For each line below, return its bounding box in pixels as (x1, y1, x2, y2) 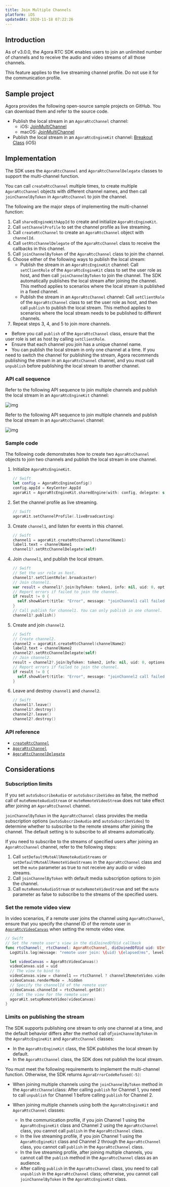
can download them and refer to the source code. (5, 108, 109, 114)
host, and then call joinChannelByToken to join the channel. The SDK (20, 272, 161, 278)
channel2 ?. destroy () (12, 716, 56, 721)
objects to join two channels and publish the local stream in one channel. (5, 456, 157, 463)
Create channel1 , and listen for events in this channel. (12, 523, 124, 529)
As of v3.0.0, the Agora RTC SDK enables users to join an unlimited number (5, 49, 162, 55)
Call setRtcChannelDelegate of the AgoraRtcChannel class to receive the (12, 240, 160, 246)
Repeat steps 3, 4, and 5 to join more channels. (12, 321, 111, 327)
